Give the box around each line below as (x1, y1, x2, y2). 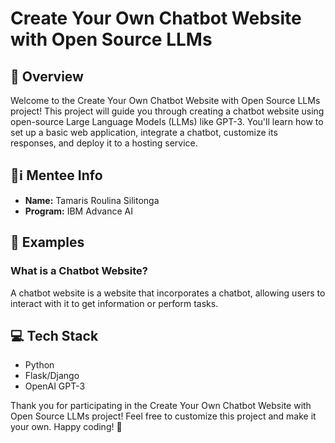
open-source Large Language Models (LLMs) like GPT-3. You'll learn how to (10, 116, 324, 127)
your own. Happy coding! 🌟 (10, 421, 123, 433)
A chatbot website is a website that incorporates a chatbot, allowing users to (10, 287, 326, 299)
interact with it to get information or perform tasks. (10, 297, 219, 309)
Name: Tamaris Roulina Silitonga (24, 194, 160, 206)
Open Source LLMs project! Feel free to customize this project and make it (10, 410, 317, 422)
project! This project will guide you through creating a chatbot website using (10, 105, 325, 117)
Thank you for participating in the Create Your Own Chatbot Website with (10, 400, 312, 412)
